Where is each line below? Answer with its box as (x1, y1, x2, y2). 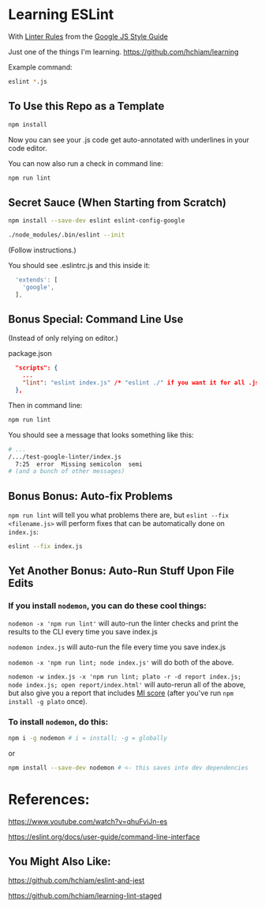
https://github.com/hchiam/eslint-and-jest (8, 876, 145, 885)
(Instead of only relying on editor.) (8, 334, 118, 343)
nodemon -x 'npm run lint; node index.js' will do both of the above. (8, 657, 234, 667)
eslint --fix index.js (8, 543, 83, 550)
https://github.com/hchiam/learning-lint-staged (8, 891, 162, 901)
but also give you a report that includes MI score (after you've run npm (8, 688, 234, 698)
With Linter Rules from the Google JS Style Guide (8, 32, 168, 41)
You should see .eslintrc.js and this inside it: (8, 260, 151, 270)
